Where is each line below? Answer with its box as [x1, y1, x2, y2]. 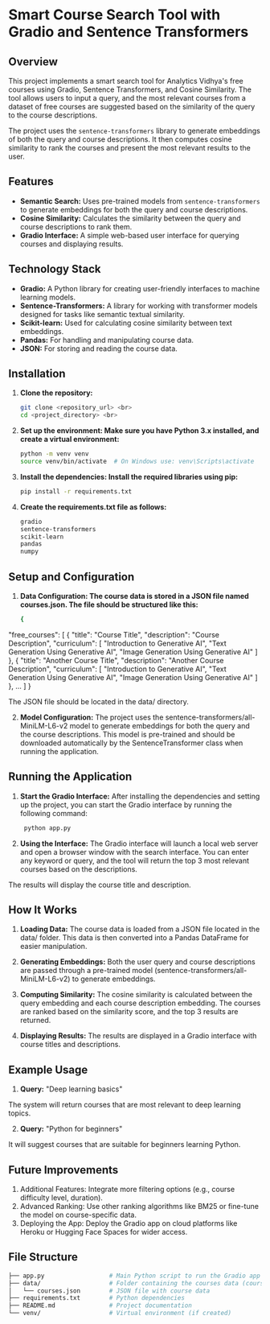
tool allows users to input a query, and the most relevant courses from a [8, 93, 247, 102]
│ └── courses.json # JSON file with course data [8, 1286, 211, 1295]
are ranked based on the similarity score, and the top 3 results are [19, 1007, 239, 1017]
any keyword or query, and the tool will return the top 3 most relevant [19, 856, 250, 865]
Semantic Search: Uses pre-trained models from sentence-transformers [19, 196, 260, 206]
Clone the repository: [19, 388, 93, 398]
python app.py [23, 823, 72, 832]
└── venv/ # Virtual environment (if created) [8, 1310, 231, 1318]
